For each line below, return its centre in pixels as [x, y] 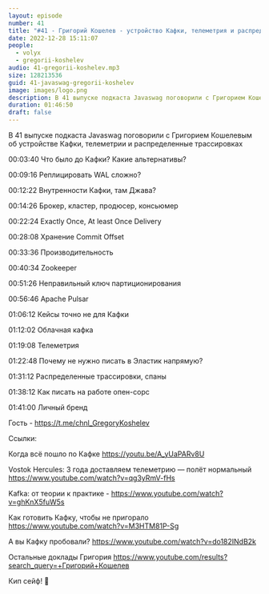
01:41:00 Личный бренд [48, 407]
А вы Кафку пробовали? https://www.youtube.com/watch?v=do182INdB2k [132, 542]
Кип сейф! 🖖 [29, 581]
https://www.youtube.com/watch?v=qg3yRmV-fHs [92, 478]
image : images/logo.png [48, 90]
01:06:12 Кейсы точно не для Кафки [69, 314]
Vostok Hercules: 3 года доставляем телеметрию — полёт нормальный [130, 470]
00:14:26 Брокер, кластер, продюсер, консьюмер [93, 206]
